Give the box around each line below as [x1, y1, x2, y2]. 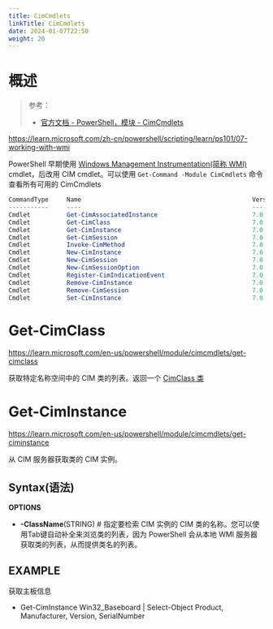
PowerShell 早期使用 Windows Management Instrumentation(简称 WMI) [8, 159, 248, 169]
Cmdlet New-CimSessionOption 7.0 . [8, 264, 267, 272]
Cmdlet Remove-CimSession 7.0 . [8, 286, 267, 295]
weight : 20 [8, 34, 45, 43]
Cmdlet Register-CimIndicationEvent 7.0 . [8, 271, 267, 279]
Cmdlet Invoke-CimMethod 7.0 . [8, 241, 267, 249]
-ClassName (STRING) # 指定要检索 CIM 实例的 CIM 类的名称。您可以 [19, 519, 253, 529]
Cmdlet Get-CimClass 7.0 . [8, 218, 267, 226]
